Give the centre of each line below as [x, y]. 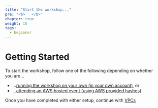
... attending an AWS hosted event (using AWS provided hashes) [77, 90]
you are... [15, 76]
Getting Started [37, 57]
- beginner [21, 33]
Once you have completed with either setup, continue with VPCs [71, 100]
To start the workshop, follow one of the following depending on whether [79, 71]
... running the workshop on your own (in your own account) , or [76, 85]
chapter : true [20, 19]
